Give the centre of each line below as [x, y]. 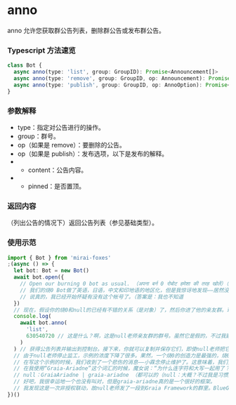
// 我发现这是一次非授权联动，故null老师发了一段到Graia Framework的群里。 [114, 388]
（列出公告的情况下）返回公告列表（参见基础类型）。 [83, 223]
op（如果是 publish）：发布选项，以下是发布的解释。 [93, 154]
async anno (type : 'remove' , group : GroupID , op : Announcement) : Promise [122, 78]
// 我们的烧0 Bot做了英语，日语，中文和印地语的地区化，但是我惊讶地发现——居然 [122, 290]
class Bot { [25, 65]
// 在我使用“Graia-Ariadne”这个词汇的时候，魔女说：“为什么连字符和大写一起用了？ [122, 369]
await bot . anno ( [44, 323]
